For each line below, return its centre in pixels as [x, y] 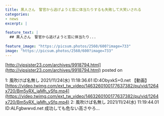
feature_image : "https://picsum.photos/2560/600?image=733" [68, 46]
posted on [112, 70]
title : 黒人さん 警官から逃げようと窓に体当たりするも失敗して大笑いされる [73, 10]
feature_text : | [22, 32]
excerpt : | [16, 23]
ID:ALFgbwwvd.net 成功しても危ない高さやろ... [52, 108]
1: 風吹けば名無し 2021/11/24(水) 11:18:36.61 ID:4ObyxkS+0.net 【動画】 [77, 80]
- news [12, 19]
